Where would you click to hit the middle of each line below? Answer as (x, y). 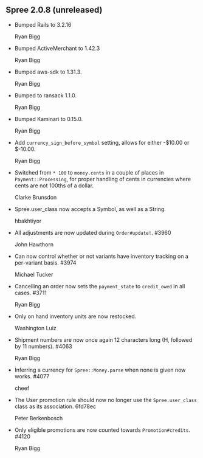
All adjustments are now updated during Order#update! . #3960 (93, 232)
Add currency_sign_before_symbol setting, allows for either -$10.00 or (102, 142)
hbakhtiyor (28, 221)
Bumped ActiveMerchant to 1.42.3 (57, 48)
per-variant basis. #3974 (45, 262)
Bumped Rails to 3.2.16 (43, 24)
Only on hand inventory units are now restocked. (75, 316)
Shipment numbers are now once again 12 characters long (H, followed (103, 339)
